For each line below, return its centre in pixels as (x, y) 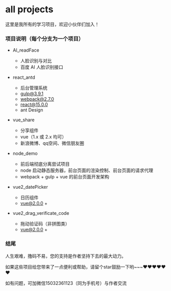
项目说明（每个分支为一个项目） (45, 38)
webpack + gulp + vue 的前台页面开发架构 (65, 177)
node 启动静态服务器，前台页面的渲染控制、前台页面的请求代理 (87, 170)
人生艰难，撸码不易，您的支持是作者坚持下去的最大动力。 (66, 256)
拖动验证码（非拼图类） (45, 224)
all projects (29, 9)
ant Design (32, 110)
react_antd (24, 77)
